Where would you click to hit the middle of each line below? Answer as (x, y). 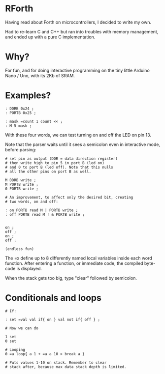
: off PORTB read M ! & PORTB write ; (45, 214)
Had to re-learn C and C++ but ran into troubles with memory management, (82, 31)
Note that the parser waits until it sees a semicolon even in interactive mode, (82, 144)
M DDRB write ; (21, 180)
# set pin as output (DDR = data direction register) (62, 158)
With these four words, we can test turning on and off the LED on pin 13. (78, 135)
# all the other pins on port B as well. (48, 172)
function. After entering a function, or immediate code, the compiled (74, 263)
